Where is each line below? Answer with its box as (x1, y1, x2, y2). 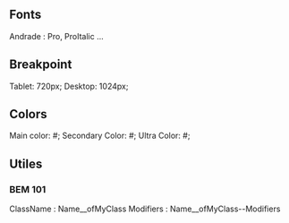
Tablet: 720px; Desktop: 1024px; (9, 81, 129, 91)
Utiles (9, 156, 43, 171)
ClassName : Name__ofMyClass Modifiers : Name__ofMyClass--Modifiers (9, 203, 281, 214)
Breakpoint (9, 57, 72, 73)
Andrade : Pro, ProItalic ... (9, 30, 105, 41)
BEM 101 (9, 183, 47, 195)
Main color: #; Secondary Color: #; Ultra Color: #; (9, 130, 191, 142)
